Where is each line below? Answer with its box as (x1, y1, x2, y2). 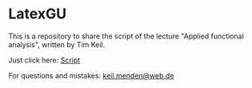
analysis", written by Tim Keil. (8, 39, 106, 49)
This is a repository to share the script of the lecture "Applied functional (8, 31, 244, 41)
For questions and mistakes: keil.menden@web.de (8, 70, 174, 80)
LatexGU (8, 5, 66, 23)
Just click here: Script (8, 55, 81, 65)
